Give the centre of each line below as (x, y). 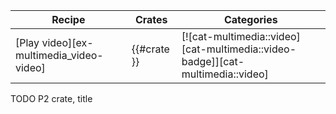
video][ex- (67, 42)
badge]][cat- (213, 61)
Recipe (68, 19)
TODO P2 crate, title (51, 98)
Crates (151, 19)
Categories (250, 19)
